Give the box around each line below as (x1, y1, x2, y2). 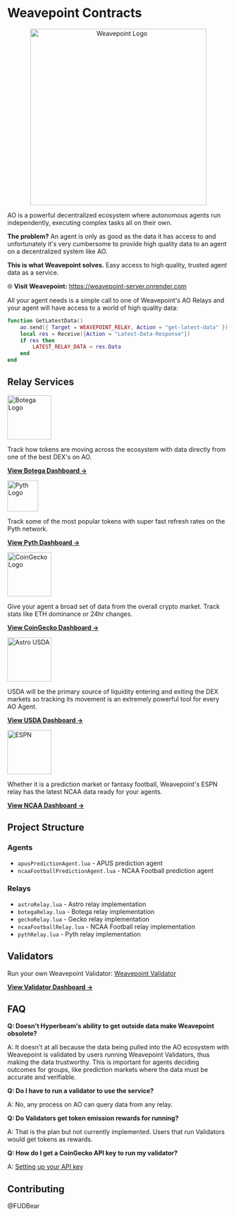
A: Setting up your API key (7, 1162, 83, 1171)
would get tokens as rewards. (7, 1135, 93, 1144)
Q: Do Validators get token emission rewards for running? (7, 1114, 179, 1123)
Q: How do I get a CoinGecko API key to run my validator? (7, 1149, 178, 1157)
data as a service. (7, 268, 59, 277)
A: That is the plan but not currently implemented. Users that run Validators (7, 1128, 225, 1136)
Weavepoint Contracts (7, 5, 142, 21)
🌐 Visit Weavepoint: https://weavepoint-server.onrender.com (7, 282, 187, 290)
